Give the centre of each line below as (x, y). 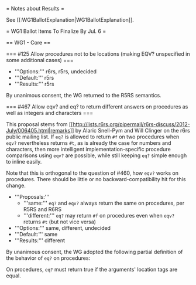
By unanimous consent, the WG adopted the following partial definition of (94, 252)
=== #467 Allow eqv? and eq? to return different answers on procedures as (97, 107)
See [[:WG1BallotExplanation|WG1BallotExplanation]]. (70, 20)
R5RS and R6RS (42, 209)
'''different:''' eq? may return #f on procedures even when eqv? (99, 216)
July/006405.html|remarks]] (40, 130)
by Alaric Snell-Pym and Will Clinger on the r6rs (133, 130)
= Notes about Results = (35, 9)
